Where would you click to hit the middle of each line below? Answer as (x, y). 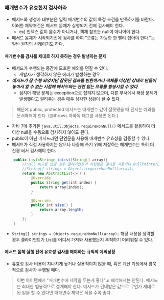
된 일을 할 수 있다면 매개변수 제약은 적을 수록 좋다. (64, 292)
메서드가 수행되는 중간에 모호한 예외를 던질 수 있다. (60, 68)
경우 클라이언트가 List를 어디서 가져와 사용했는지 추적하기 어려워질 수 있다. (82, 240)
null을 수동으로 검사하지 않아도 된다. (55, 132)
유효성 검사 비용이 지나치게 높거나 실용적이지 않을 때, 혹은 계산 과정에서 (80, 264)
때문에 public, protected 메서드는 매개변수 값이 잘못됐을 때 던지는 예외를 (86, 109)
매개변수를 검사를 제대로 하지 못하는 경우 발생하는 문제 (56, 56)
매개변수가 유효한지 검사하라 (36, 7)
